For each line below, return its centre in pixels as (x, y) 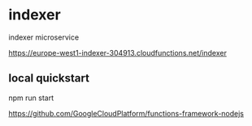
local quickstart (49, 78)
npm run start (31, 98)
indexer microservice (44, 37)
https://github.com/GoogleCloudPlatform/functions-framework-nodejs (126, 113)
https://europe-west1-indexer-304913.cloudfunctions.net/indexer (118, 52)
